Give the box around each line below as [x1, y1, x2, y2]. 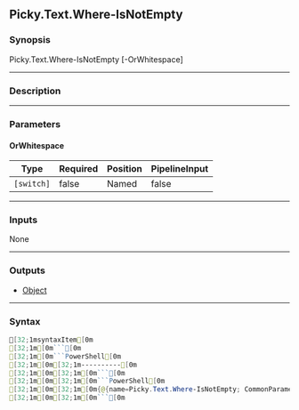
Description [9, 84, 61, 97]
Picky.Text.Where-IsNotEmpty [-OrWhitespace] [9, 53, 184, 65]
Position [106, 163, 142, 175]
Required [59, 163, 99, 175]
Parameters [9, 117, 61, 130]
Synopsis [9, 34, 51, 46]
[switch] [13, 179, 51, 189]
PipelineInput [150, 163, 209, 175]
